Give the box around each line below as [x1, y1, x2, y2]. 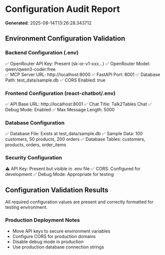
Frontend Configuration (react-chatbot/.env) [5, 89, 116, 96]
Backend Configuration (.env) [5, 49, 79, 56]
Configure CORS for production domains [12, 233, 96, 239]
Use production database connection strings [12, 244, 104, 250]
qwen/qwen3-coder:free [5, 66, 56, 72]
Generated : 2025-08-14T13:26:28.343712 [5, 20, 92, 26]
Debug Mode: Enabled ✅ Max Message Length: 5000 [5, 106, 115, 112]
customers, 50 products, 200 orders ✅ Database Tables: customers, [5, 136, 146, 142]
